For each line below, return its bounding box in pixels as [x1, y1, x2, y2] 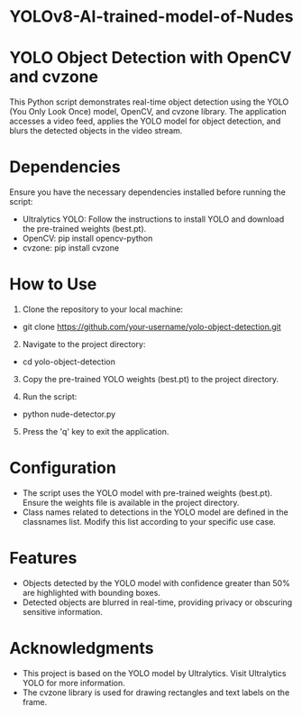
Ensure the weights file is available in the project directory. [22, 497, 240, 508]
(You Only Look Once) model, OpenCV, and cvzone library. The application [9, 106, 287, 117]
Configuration [9, 458, 117, 479]
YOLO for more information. [22, 677, 125, 688]
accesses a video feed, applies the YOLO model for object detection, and [9, 115, 281, 127]
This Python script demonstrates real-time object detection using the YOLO [9, 96, 289, 107]
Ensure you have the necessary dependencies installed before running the [9, 187, 286, 197]
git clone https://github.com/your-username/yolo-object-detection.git [22, 322, 281, 332]
